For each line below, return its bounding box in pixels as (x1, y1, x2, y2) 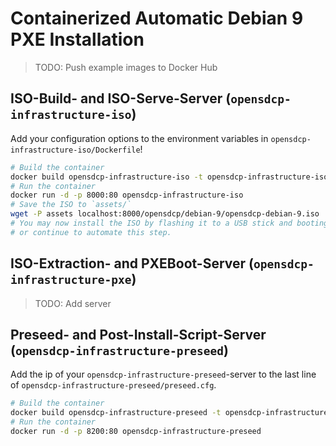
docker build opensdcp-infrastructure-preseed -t (10, 408, 222, 418)
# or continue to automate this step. (10, 227, 172, 237)
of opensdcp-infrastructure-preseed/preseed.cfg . (10, 379, 217, 391)
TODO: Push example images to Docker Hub (34, 61, 218, 73)
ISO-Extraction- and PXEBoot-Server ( (10, 255, 254, 272)
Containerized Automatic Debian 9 (10, 7, 304, 30)
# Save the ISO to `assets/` (10, 200, 132, 210)
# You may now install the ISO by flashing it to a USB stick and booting (10, 218, 329, 228)
